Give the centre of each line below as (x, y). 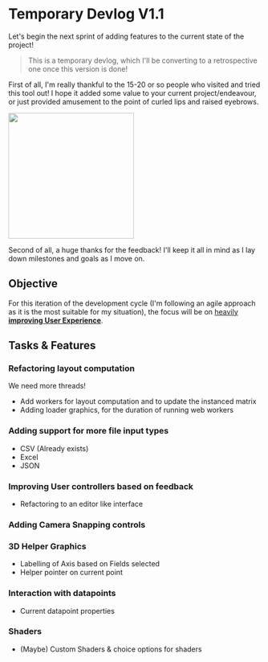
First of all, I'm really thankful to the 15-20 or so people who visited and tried (134, 84)
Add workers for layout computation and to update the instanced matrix (138, 401)
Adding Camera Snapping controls (77, 524)
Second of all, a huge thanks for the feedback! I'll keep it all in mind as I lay (132, 249)
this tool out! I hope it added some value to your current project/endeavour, (132, 93)
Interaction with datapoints (62, 594)
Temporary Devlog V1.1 (86, 14)
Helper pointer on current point (71, 573)
